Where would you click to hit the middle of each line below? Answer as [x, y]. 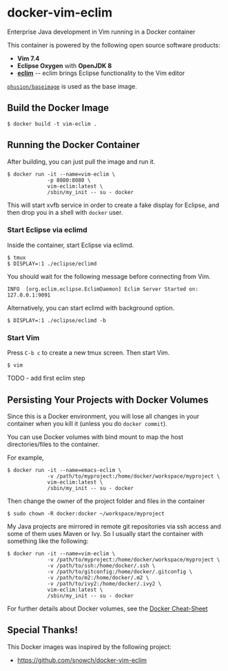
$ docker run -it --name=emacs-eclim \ [64, 470]
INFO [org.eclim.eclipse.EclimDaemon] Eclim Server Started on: [103, 289]
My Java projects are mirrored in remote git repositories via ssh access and [114, 526]
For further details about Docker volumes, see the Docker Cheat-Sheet [107, 608]
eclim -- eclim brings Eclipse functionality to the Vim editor [101, 73]
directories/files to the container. [53, 444]
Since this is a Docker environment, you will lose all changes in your [103, 416]
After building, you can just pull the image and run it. [81, 161]
